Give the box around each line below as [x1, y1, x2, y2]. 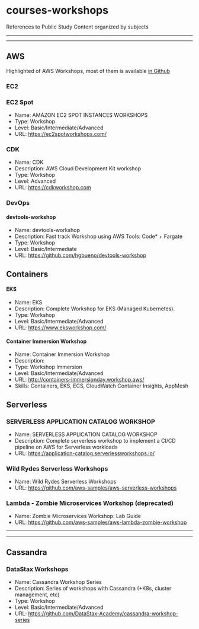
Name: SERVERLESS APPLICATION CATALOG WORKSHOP [14, 431, 158, 438]
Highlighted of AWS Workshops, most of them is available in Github [6, 67, 171, 74]
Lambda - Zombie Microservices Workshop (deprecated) [6, 499, 174, 507]
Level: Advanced [14, 177, 56, 185]
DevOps [6, 199, 30, 207]
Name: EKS [14, 298, 43, 306]
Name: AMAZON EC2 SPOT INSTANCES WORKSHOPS [14, 111, 148, 119]
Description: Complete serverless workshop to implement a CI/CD [14, 437, 176, 444]
